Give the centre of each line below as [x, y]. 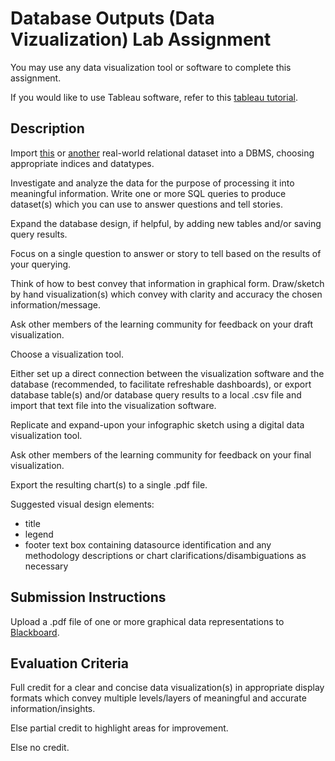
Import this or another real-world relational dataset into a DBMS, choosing [162, 153]
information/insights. [53, 709]
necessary [46, 566]
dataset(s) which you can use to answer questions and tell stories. [146, 204]
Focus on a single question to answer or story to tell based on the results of [166, 253]
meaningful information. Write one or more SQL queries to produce [148, 193]
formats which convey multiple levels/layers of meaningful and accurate [158, 698]
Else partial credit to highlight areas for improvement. [119, 728]
